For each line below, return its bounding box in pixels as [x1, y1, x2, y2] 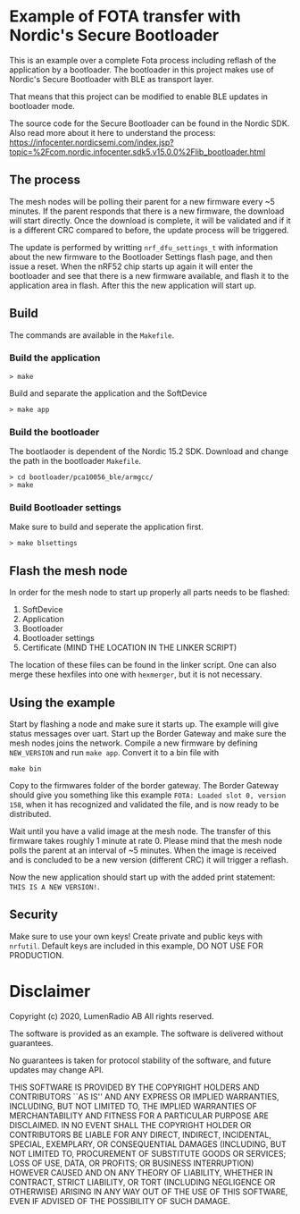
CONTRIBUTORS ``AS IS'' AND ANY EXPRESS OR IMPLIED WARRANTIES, [9, 1091, 279, 1101]
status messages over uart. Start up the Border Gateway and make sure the [9, 729, 287, 739]
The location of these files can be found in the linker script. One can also [9, 660, 277, 670]
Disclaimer [9, 982, 91, 1002]
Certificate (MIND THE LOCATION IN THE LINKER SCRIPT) [21, 642, 237, 653]
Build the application [9, 351, 101, 364]
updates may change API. [9, 1064, 104, 1075]
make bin [9, 764, 42, 774]
